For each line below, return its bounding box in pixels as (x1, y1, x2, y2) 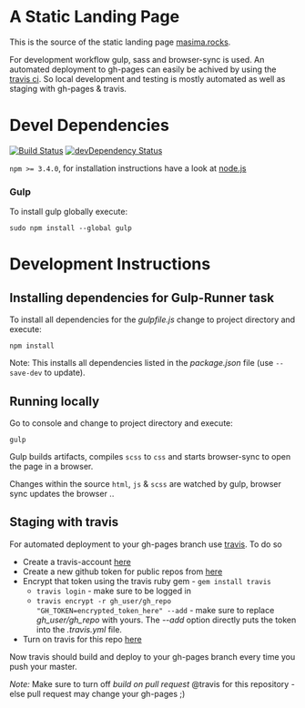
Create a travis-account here (22, 556, 132, 567)
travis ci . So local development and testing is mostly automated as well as (9, 73, 286, 84)
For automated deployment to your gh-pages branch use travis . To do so (9, 539, 282, 550)
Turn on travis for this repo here (22, 633, 143, 644)
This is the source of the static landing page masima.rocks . (9, 36, 231, 47)
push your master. (9, 661, 77, 672)
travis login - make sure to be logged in (36, 585, 191, 596)
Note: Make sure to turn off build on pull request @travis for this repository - (9, 678, 296, 689)
